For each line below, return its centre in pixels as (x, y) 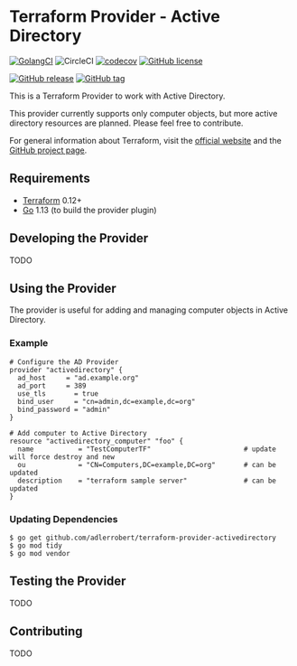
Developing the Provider (79, 238)
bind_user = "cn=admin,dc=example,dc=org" (107, 401)
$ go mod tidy (36, 545)
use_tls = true (58, 394)
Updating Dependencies (64, 519)
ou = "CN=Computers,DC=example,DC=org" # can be (147, 464)
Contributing (46, 631)
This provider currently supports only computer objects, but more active (144, 113)
